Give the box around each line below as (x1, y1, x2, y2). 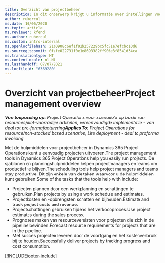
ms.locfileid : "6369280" (5, 67, 56, 72)
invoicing (5, 135, 24, 141)
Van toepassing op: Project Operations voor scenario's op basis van (5, 114, 145, 120)
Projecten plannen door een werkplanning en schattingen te (12, 185, 134, 192)
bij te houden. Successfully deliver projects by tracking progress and (12, 238, 151, 244)
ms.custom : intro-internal (5, 39, 60, 44)
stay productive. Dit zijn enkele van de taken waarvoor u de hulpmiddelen (5, 171, 154, 177)
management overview (5, 98, 102, 110)
